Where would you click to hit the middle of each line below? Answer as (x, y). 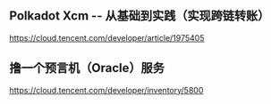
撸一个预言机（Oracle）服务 (87, 68)
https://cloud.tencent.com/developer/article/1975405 (107, 37)
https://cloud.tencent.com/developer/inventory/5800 (106, 90)
